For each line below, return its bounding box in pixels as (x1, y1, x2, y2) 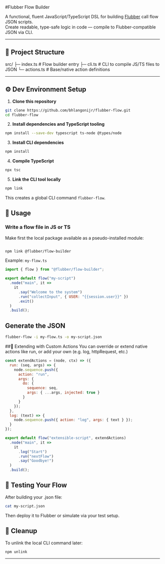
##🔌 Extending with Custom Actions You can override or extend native (5, 343, 148, 349)
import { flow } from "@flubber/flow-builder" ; (5, 267, 105, 272)
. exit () (18, 299, 34, 304)
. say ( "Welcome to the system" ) (18, 289, 82, 294)
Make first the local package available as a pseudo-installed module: (5, 235, 144, 241)
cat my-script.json (5, 504, 45, 508)
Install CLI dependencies (12, 140, 64, 145)
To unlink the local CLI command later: (5, 540, 83, 546)
